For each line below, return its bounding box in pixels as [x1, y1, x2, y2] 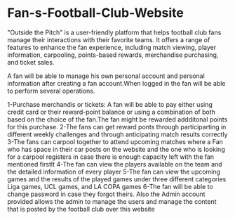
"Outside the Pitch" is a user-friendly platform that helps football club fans [7, 28, 222, 37]
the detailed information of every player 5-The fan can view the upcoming [7, 167, 221, 176]
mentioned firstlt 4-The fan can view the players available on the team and [7, 160, 222, 168]
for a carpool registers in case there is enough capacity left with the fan [7, 153, 215, 161]
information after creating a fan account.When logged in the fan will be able [7, 79, 226, 87]
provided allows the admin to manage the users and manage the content [7, 197, 217, 205]
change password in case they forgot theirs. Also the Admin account [7, 190, 206, 198]
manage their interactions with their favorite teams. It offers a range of [7, 35, 210, 44]
